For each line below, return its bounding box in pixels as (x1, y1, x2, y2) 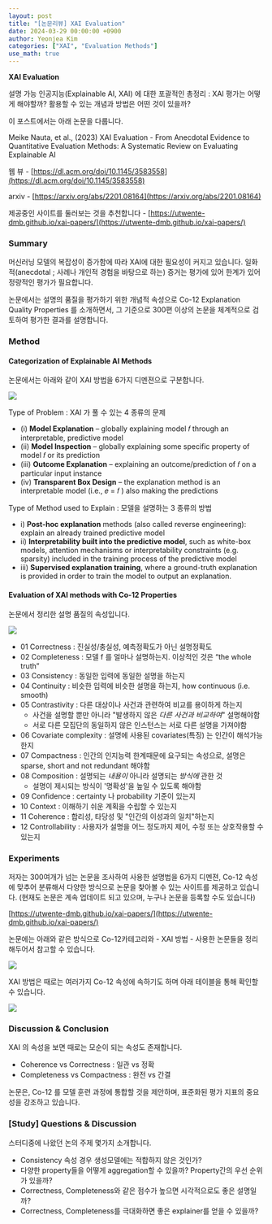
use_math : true (8, 50, 60, 58)
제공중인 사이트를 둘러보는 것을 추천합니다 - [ (8, 208, 151, 218)
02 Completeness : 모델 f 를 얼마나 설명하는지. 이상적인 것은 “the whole (19, 651, 252, 661)
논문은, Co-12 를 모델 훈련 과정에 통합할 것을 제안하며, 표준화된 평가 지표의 (8, 1087, 245, 1097)
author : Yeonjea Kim (8, 34, 79, 43)
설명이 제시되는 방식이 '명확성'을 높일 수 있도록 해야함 (32, 781, 201, 791)
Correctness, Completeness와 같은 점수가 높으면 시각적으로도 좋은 (19, 1185, 235, 1196)
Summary (8, 237, 49, 249)
